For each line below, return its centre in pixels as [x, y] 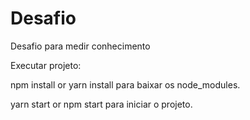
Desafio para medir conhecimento [80, 46]
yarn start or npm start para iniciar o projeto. [101, 104]
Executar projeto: [46, 65]
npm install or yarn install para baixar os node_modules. [125, 84]
